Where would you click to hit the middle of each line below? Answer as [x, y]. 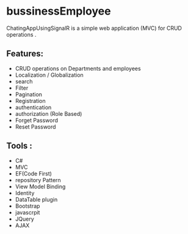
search [24, 81]
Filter [22, 88]
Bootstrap [27, 206]
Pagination [29, 94]
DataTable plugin [36, 199]
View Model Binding [40, 186]
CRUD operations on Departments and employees [78, 68]
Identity [25, 193]
